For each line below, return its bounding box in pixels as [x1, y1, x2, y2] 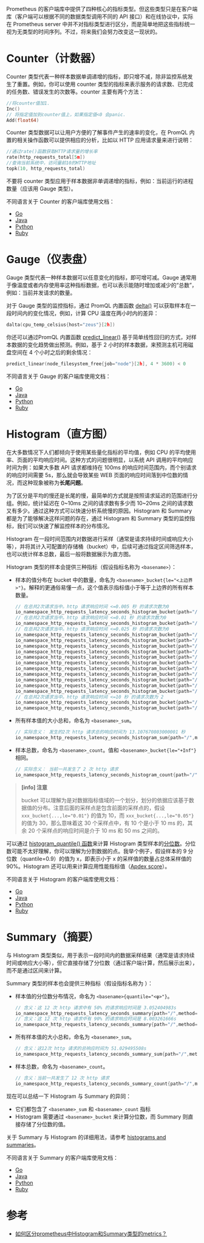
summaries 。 [6, 1141, 39, 1148]
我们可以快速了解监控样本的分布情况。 [16, 522, 113, 529]
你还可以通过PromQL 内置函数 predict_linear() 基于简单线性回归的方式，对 [6, 333, 191, 340]
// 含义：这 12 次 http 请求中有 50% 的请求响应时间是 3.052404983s [15, 1005, 177, 1011]
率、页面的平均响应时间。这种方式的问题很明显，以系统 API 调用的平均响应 [6, 456, 194, 463]
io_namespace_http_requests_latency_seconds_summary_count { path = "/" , [15, 1081, 195, 1087]
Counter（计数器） [6, 52, 102, 66]
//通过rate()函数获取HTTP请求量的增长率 [6, 148, 98, 155]
